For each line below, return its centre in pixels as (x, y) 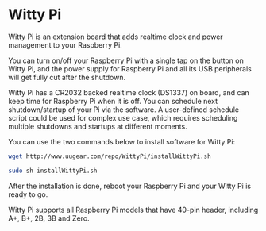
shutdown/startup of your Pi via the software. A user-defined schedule (124, 110)
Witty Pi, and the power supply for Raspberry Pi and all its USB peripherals (130, 68)
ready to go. (28, 194)
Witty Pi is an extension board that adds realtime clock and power (116, 37)
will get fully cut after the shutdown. (67, 77)
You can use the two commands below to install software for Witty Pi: (122, 141)
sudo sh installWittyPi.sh (53, 171)
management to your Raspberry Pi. (66, 44)
